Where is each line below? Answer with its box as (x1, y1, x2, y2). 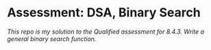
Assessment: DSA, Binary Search (7, 5, 201, 21)
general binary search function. (7, 34, 97, 42)
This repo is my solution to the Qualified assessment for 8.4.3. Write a (7, 27, 204, 36)
